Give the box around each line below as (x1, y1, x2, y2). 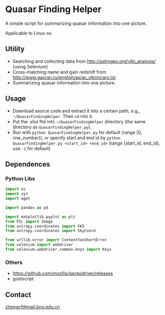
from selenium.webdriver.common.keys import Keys (5, 247, 112, 252)
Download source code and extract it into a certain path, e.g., (12, 108, 140, 114)
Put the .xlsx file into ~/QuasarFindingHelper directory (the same (12, 118, 146, 124)
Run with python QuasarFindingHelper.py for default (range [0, (12, 129, 142, 135)
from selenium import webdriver (5, 242, 73, 247)
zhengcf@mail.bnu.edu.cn (5, 303, 61, 309)
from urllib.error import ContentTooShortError (5, 238, 107, 243)
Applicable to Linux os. (5, 30, 53, 36)
